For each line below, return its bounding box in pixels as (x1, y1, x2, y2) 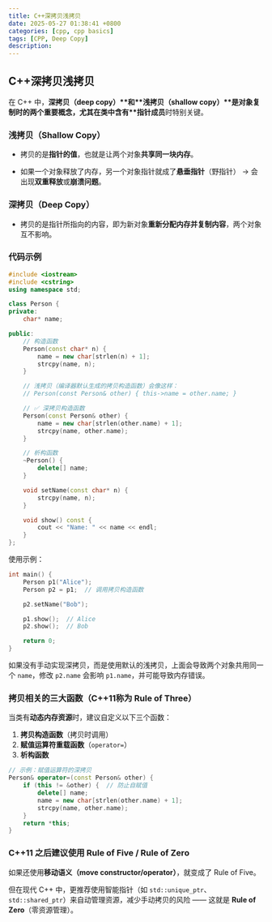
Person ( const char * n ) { (23, 345, 107, 353)
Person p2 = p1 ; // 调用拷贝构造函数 (23, 585, 144, 594)
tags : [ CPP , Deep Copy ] (8, 34, 89, 43)
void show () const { (23, 516, 92, 524)
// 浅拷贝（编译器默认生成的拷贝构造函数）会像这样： (23, 382, 179, 390)
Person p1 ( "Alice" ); (23, 577, 92, 586)
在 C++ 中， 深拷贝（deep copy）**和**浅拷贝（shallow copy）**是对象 (8, 96, 253, 106)
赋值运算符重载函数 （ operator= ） (19, 740, 132, 750)
